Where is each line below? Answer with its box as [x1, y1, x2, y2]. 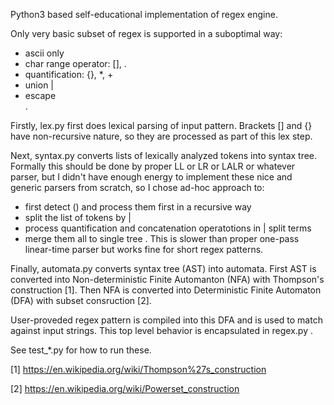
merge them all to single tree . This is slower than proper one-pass [24, 233, 300, 244]
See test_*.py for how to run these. [10, 344, 152, 356]
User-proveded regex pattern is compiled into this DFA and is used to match [10, 314, 323, 326]
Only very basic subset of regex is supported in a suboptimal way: [10, 28, 283, 39]
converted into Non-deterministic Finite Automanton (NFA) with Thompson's [10, 274, 325, 285]
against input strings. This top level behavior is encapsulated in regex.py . [10, 325, 313, 336]
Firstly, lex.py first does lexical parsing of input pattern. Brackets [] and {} [10, 120, 313, 131]
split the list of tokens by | [24, 212, 132, 223]
